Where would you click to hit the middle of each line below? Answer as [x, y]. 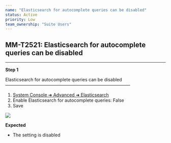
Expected [16, 125]
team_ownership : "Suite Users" [38, 24]
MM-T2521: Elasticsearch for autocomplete [76, 45]
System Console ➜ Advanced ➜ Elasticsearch [61, 95]
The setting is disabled [36, 135]
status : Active [21, 15]
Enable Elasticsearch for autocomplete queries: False [68, 100]
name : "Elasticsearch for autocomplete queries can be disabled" [76, 10]
